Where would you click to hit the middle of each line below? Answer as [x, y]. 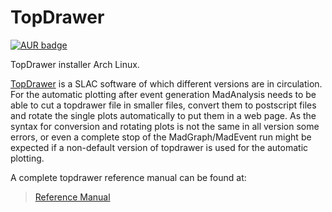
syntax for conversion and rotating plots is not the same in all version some [165, 126]
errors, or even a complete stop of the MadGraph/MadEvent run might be [161, 137]
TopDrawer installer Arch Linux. [75, 64]
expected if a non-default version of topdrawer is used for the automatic [159, 147]
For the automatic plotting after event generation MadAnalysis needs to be [163, 94]
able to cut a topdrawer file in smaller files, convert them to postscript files [163, 105]
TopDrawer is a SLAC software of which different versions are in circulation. [166, 83]
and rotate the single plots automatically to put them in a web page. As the [163, 115]
